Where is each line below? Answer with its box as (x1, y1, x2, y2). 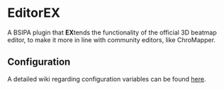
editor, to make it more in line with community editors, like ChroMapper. (7, 35, 216, 44)
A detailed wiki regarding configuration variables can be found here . (7, 75, 206, 83)
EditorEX (7, 5, 60, 21)
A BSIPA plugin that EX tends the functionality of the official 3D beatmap (7, 28, 218, 37)
